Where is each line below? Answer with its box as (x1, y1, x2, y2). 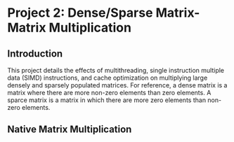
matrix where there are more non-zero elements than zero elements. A (7, 89, 212, 97)
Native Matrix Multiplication (7, 124, 132, 136)
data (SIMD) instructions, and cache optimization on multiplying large (7, 73, 208, 82)
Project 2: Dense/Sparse (7, 5, 153, 21)
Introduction (7, 48, 63, 59)
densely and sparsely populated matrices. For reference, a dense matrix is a (7, 81, 228, 89)
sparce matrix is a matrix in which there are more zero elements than (7, 96, 206, 104)
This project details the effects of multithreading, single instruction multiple (7, 66, 225, 74)
